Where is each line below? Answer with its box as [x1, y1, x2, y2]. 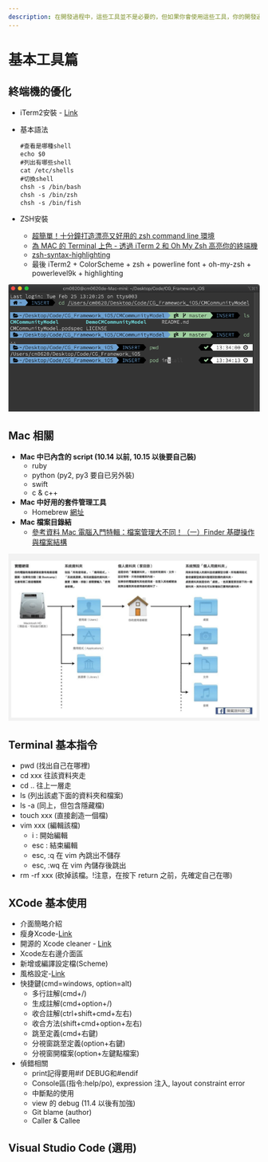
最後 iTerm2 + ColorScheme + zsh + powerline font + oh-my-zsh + [31, 259, 252, 269]
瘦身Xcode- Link [19, 929, 73, 939]
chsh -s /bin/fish [19, 199, 81, 207]
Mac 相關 [8, 429, 54, 443]
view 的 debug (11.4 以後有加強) [31, 1098, 136, 1109]
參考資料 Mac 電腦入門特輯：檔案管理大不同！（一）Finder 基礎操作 [31, 527, 255, 536]
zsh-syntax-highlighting [31, 250, 111, 259]
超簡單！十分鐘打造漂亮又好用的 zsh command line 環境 [31, 231, 215, 240]
